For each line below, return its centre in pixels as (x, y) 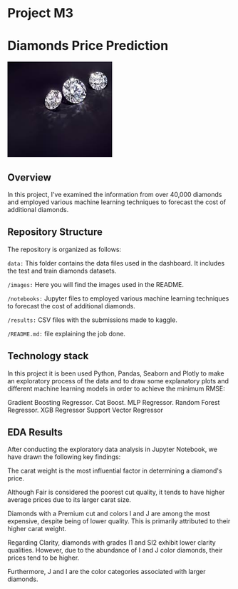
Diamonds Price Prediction (88, 46)
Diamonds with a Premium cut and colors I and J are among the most (109, 514)
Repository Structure (55, 232)
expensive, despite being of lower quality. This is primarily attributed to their (119, 521)
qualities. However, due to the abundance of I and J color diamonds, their (115, 550)
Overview (30, 177)
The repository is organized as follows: (64, 249)
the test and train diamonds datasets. (62, 271)
